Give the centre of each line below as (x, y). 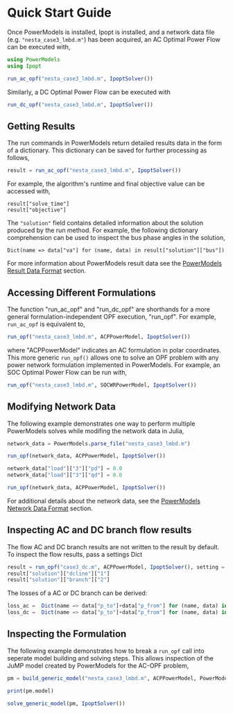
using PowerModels (34, 59)
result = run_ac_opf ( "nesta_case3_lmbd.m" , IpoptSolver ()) (94, 171)
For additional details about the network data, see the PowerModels (104, 501)
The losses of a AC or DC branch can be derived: (77, 593)
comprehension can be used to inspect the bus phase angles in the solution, (116, 238)
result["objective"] (37, 210)
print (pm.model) (31, 691)
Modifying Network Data (61, 407)
